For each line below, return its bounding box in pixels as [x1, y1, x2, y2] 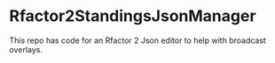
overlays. [9, 44, 43, 54]
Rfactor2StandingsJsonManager [9, 6, 256, 26]
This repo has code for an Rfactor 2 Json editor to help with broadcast [9, 35, 266, 45]
